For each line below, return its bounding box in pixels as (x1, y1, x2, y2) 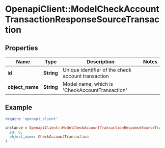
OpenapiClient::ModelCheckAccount (5, 3, 160, 15)
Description (86, 58, 115, 65)
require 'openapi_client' (5, 116, 58, 121)
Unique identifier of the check (62, 67, 132, 73)
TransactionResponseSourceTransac (5, 14, 160, 25)
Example (5, 103, 32, 112)
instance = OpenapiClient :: (5, 125, 63, 130)
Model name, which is (62, 81, 113, 87)
